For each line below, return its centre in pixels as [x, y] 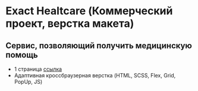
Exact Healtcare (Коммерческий [89, 11]
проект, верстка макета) [70, 23]
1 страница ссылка [38, 69]
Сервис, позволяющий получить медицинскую [99, 45]
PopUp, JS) [28, 82]
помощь [22, 55]
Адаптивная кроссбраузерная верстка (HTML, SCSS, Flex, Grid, [95, 75]
